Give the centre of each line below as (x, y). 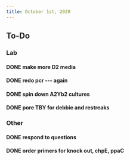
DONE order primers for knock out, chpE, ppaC (65, 151)
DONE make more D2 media (41, 67)
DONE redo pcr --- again (37, 80)
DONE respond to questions (41, 137)
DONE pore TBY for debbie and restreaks (58, 108)
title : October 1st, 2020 (38, 12)
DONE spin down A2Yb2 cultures (48, 94)
